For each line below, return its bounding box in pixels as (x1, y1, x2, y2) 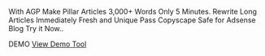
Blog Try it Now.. (8, 24, 64, 33)
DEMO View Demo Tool (8, 39, 87, 49)
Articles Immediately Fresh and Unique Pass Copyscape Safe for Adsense (8, 15, 256, 25)
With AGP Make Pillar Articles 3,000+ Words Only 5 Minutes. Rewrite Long (8, 7, 258, 16)
